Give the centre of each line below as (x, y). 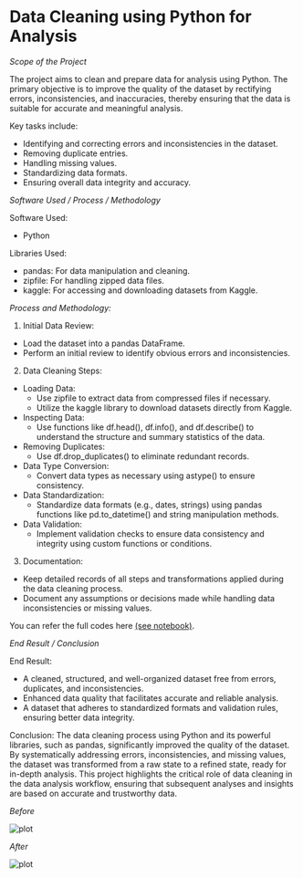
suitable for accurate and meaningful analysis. (96, 108)
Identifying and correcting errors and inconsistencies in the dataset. (150, 143)
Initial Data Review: (58, 325)
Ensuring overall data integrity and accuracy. (107, 182)
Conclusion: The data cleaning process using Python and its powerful (140, 735)
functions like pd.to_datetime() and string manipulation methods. (157, 514)
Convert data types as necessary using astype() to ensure (146, 476)
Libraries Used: (38, 253)
